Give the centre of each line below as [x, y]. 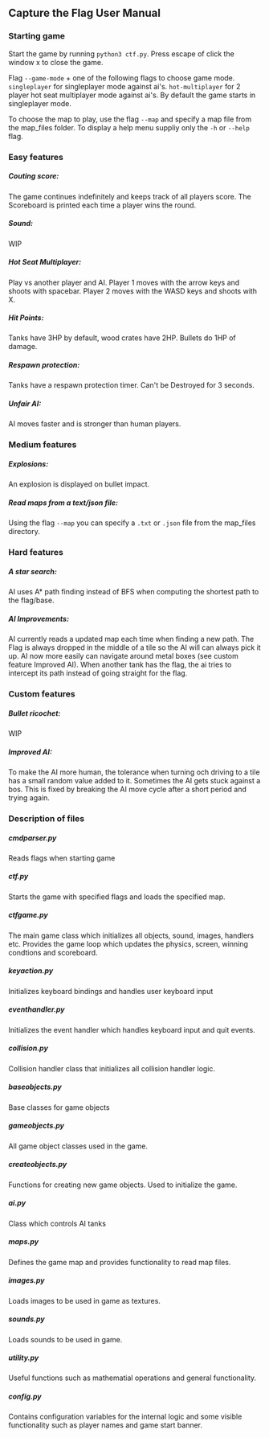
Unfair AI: [25, 404]
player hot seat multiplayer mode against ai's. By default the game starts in [132, 95]
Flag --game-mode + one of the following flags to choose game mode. [122, 78]
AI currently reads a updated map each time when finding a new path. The [131, 639]
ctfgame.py [28, 915]
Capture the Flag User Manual [84, 13]
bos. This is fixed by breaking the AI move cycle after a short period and [127, 789]
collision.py [28, 1048]
